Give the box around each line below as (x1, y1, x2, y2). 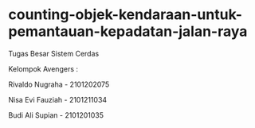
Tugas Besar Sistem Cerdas (8, 48, 100, 58)
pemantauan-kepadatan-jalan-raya (8, 22, 248, 41)
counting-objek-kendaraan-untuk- (8, 6, 243, 24)
